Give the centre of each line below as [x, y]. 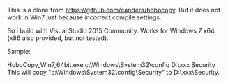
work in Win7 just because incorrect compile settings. [84, 17]
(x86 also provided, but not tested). [58, 38]
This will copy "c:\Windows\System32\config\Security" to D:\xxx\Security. [114, 72]
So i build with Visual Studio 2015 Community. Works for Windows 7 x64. [112, 31]
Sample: [19, 52]
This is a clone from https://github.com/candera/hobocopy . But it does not [114, 10]
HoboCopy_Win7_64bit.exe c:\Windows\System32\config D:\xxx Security [112, 65]
